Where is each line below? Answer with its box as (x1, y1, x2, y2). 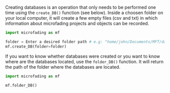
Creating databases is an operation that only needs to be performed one (5, 5, 156, 10)
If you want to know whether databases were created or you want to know (5, 53, 160, 59)
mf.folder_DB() (5, 83, 37, 88)
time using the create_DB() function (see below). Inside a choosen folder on (5, 10, 163, 16)
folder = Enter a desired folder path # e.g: (5, 39, 103, 44)
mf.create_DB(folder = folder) (5, 44, 67, 49)
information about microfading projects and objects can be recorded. (5, 20, 149, 26)
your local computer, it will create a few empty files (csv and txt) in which (5, 15, 158, 21)
